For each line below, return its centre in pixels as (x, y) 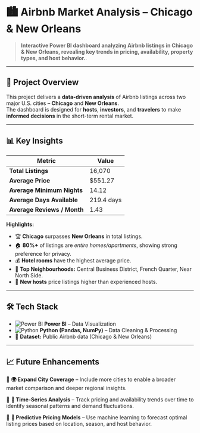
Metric (46, 160)
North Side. (29, 275)
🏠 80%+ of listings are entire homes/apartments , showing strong (96, 245)
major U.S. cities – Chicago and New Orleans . (62, 103)
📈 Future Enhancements (53, 362)
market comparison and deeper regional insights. (66, 388)
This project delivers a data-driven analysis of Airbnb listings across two (96, 97)
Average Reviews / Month (46, 209)
